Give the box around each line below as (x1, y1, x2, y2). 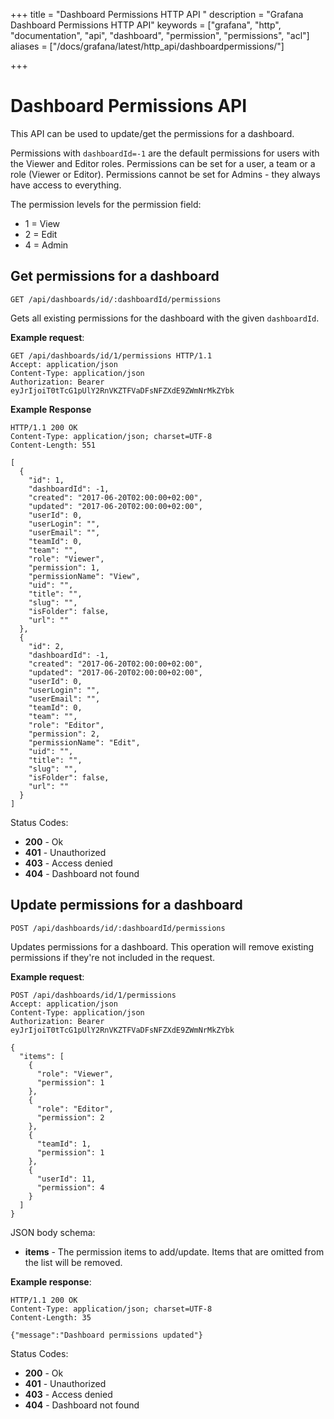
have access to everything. (10, 179, 122, 191)
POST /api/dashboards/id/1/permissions (10, 990, 177, 1000)
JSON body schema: (10, 1226, 96, 1238)
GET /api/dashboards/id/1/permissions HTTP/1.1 (10, 350, 213, 361)
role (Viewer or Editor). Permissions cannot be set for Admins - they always (10, 168, 321, 180)
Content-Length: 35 (10, 1312, 92, 1323)
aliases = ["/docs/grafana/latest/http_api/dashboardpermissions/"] (10, 40, 285, 52)
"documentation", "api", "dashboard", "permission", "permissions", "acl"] (10, 30, 310, 41)
